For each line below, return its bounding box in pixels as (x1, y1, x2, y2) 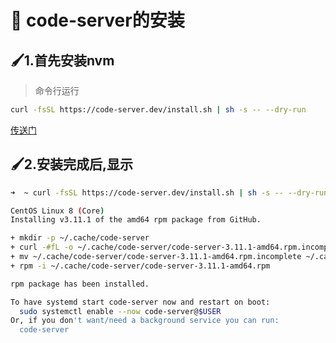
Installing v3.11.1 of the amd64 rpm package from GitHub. (10, 215, 262, 225)
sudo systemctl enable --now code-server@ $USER (19, 306, 222, 316)
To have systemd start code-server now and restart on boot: (10, 297, 271, 307)
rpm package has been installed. (10, 279, 150, 289)
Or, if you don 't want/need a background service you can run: (10, 316, 280, 326)
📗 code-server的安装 (10, 9, 185, 32)
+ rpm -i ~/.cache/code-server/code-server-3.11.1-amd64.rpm (10, 261, 271, 271)
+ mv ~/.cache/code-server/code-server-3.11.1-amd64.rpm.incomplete (10, 252, 302, 262)
